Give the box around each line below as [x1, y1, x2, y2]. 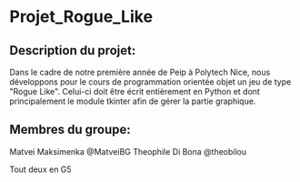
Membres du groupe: [9, 122, 132, 137]
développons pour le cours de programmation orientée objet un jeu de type [9, 76, 292, 87]
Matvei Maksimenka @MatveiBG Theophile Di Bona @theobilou [9, 146, 247, 157]
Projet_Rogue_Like [9, 6, 153, 27]
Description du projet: [9, 43, 136, 58]
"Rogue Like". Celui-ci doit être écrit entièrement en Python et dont [9, 86, 261, 96]
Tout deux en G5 [9, 164, 72, 175]
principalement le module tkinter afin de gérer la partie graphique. [9, 96, 256, 106]
